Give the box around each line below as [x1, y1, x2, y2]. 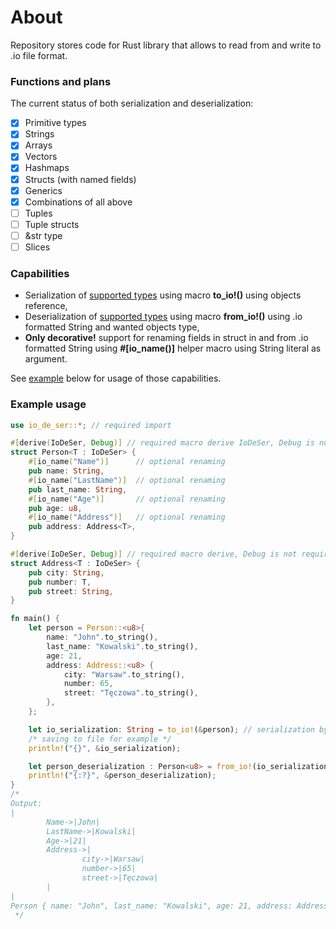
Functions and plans [10, 74, 112, 88]
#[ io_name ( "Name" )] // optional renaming [28, 457, 226, 467]
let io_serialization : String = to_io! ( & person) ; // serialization [28, 724, 315, 735]
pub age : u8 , [28, 503, 83, 513]
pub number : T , [28, 577, 92, 587]
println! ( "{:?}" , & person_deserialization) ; [28, 771, 217, 781]
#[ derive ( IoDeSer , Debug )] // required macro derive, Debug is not [10, 549, 298, 560]
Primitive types [24, 117, 87, 129]
